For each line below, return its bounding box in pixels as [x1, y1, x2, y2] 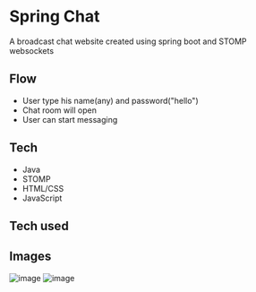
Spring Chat [9, 6, 100, 27]
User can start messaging [21, 114, 118, 125]
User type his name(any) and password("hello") [21, 95, 199, 106]
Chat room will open [21, 105, 97, 116]
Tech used [9, 218, 69, 234]
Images [9, 249, 52, 264]
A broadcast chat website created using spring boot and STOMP [9, 36, 248, 47]
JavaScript [21, 193, 63, 203]
